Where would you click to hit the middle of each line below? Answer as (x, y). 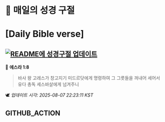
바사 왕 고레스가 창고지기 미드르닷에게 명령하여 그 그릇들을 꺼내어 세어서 (89, 78)
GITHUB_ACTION (33, 113)
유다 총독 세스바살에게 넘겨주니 (48, 84)
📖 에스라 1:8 (17, 67)
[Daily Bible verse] (45, 34)
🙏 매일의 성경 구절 (40, 10)
